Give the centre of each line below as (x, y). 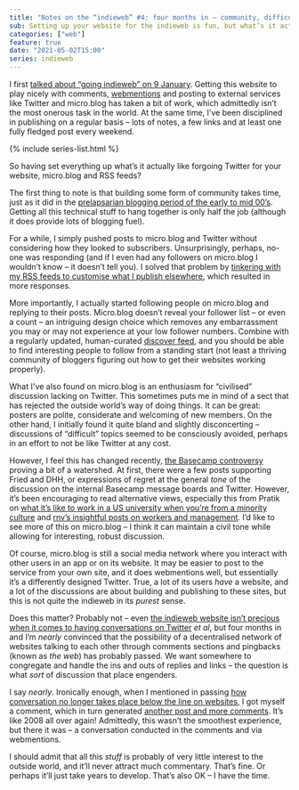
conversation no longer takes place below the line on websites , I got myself (147, 701)
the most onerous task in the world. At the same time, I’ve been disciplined (146, 113)
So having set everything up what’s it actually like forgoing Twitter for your (145, 166)
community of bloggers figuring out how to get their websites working (137, 360)
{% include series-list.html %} (64, 149)
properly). (28, 369)
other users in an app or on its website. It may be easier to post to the (137, 563)
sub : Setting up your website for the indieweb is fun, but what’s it (143, 26)
